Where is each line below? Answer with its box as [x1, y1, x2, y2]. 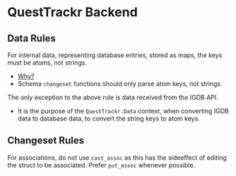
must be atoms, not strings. [7, 58, 87, 67]
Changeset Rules [7, 134, 85, 146]
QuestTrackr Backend [7, 4, 138, 20]
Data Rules [7, 32, 57, 44]
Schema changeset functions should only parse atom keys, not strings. [17, 80, 223, 88]
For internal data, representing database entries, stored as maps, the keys [7, 51, 223, 59]
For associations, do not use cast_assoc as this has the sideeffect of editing [7, 153, 228, 162]
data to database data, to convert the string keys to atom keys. [17, 114, 200, 122]
